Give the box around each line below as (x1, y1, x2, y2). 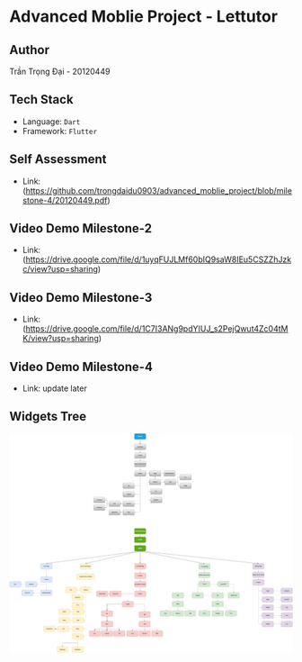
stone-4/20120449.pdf (22, 195, 108, 205)
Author (9, 42, 49, 58)
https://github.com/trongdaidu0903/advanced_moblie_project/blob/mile (25, 185, 292, 195)
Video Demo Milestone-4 (9, 358, 153, 375)
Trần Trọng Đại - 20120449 (9, 66, 111, 77)
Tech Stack (9, 92, 74, 107)
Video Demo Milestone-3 (9, 290, 153, 305)
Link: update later (22, 383, 87, 394)
